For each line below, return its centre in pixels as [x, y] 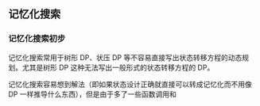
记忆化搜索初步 [37, 39]
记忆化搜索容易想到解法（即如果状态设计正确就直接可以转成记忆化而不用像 [130, 84]
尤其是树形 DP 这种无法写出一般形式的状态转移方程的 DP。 [118, 67]
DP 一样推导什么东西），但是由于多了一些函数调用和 [92, 94]
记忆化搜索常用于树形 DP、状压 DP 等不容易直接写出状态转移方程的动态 [125, 57]
